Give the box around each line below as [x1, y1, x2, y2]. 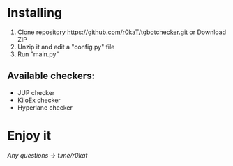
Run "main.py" [17, 50, 59, 58]
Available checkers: [7, 70, 96, 82]
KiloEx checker [17, 96, 61, 104]
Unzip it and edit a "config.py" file [17, 42, 115, 51]
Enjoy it [7, 127, 52, 143]
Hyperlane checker [17, 103, 73, 112]
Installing [7, 5, 63, 21]
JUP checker [17, 88, 55, 97]
